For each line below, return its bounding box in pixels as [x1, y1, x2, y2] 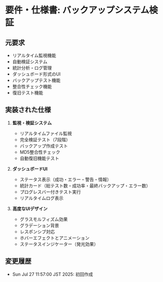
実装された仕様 [5, 105, 51, 114]
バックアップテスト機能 [12, 78, 61, 83]
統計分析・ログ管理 [12, 65, 52, 71]
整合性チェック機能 [12, 84, 52, 90]
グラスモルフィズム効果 [19, 216, 68, 222]
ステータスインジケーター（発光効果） [19, 241, 98, 247]
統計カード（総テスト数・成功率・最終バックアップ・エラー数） [19, 183, 151, 188]
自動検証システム [12, 59, 48, 65]
